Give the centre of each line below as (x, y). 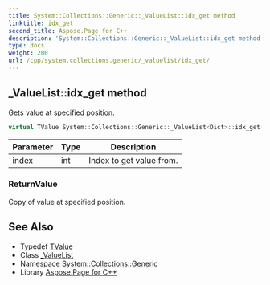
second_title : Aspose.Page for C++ (68, 31)
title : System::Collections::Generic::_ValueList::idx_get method (122, 16)
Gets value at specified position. (61, 112)
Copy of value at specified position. (67, 202)
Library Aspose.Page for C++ (69, 272)
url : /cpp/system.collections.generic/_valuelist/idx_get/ (109, 61)
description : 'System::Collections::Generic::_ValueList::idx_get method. (136, 38)
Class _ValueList (47, 254)
